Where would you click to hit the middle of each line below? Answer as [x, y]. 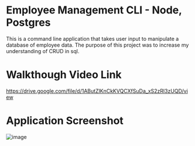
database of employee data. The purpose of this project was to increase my [97, 45]
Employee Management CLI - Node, [94, 10]
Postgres [28, 22]
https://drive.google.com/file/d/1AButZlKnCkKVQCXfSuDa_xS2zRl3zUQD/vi [97, 91]
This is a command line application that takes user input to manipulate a [93, 39]
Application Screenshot [65, 121]
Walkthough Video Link [64, 75]
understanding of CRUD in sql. [43, 51]
